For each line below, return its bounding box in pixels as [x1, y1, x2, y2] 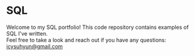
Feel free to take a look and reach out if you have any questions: [6, 36, 167, 43]
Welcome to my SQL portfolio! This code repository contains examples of [6, 23, 189, 31]
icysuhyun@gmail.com [6, 43, 63, 50]
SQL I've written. [6, 30, 48, 37]
